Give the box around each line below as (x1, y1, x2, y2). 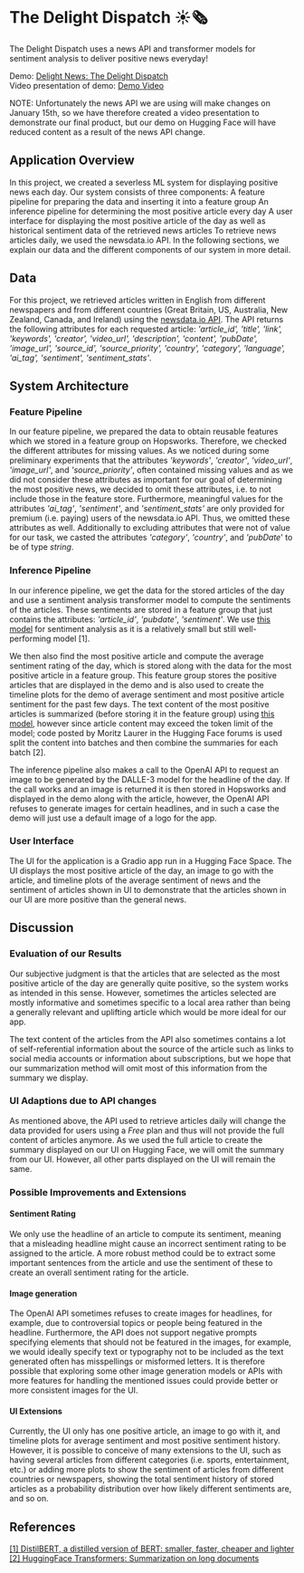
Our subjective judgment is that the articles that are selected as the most (9, 968, 280, 979)
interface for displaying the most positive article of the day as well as (9, 215, 266, 226)
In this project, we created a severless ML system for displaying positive (9, 177, 279, 187)
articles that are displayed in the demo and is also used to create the (9, 679, 264, 690)
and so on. (9, 1493, 50, 1504)
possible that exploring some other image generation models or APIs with (9, 1366, 283, 1376)
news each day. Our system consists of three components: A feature (9, 187, 265, 197)
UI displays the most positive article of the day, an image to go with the (9, 865, 274, 876)
